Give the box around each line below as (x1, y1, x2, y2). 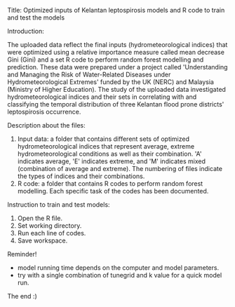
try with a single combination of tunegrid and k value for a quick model (17, 271, 222, 279)
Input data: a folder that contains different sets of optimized (17, 135, 190, 143)
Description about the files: (7, 121, 86, 129)
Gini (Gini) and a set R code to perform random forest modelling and (7, 55, 204, 64)
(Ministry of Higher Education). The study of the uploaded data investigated (7, 86, 227, 93)
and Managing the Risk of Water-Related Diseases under (7, 70, 171, 79)
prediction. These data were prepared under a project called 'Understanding (7, 63, 228, 71)
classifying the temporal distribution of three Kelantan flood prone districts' (7, 100, 224, 108)
